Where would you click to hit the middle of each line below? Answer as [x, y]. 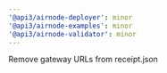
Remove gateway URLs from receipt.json [83, 60]
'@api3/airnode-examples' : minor [71, 26]
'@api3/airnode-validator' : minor [73, 34]
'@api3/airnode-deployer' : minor [71, 17]
